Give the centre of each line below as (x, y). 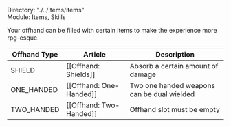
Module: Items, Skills (36, 17)
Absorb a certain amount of (174, 66)
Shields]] (81, 74)
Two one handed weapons (172, 86)
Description (175, 54)
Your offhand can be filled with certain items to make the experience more (112, 30)
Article (95, 54)
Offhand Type (35, 54)
